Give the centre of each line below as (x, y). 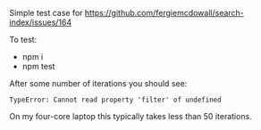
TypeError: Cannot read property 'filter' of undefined (115, 100)
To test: (23, 40)
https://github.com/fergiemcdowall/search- (164, 13)
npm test (38, 66)
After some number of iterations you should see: (98, 83)
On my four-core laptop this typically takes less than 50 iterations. (130, 116)
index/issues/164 (41, 22)
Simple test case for (46, 13)
